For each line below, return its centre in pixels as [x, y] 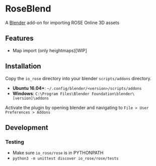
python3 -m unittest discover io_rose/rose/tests [66, 158]
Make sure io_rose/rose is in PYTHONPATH [58, 153]
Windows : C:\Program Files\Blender [51, 93]
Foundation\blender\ [113, 94]
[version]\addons [31, 98]
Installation [23, 66]
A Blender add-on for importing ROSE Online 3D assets [62, 23]
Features [19, 38]
